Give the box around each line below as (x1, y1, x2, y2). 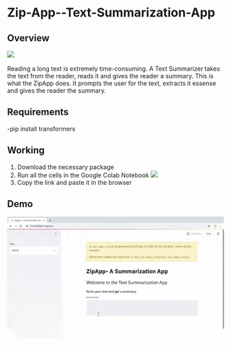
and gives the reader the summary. (7, 87, 107, 94)
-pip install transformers (7, 124, 76, 133)
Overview (7, 32, 50, 44)
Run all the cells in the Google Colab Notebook (16, 170, 149, 179)
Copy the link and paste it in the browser (16, 178, 132, 186)
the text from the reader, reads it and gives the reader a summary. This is (7, 72, 214, 80)
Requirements (7, 107, 69, 118)
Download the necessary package (16, 163, 115, 171)
